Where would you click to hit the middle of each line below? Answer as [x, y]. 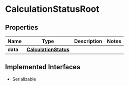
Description [88, 41]
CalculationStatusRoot [52, 9]
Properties [22, 27]
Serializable [24, 79]
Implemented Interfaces [43, 67]
